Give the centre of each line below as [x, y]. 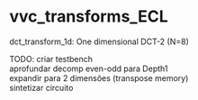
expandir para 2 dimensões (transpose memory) [99, 77]
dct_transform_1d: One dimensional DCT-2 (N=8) [99, 41]
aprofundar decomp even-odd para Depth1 [89, 68]
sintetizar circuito [41, 87]
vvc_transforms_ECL [89, 17]
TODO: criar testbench [51, 59]
